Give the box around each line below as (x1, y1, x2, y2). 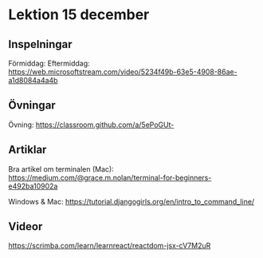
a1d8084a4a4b (8, 76, 58, 85)
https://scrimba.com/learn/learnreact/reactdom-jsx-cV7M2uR (8, 241, 211, 251)
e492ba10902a (8, 181, 58, 191)
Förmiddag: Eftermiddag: (8, 58, 90, 68)
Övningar (8, 98, 56, 113)
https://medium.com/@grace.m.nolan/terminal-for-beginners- (8, 173, 212, 182)
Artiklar (8, 143, 47, 157)
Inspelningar (8, 38, 73, 51)
